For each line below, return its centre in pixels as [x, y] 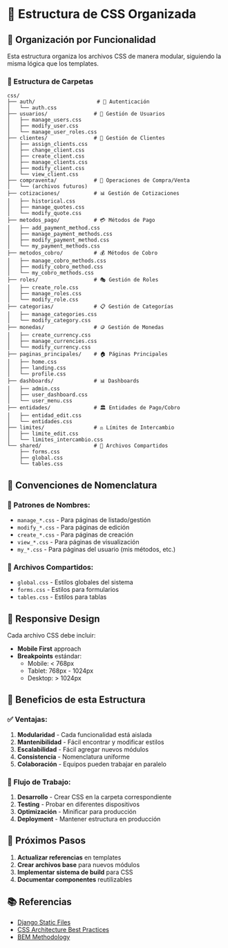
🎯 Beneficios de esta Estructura [76, 700]
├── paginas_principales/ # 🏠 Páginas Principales [87, 354]
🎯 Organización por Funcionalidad [82, 40]
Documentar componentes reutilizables [75, 879]
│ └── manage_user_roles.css [52, 132]
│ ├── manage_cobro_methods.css [57, 261]
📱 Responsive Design [54, 619]
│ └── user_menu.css [40, 401]
